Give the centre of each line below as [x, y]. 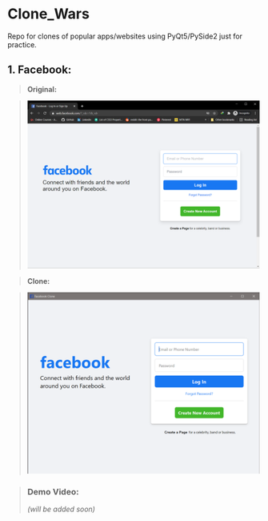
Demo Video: [53, 491]
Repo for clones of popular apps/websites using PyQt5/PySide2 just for [125, 36]
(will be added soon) [61, 509]
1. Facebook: [40, 70]
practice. [22, 44]
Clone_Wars [48, 14]
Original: [42, 89]
